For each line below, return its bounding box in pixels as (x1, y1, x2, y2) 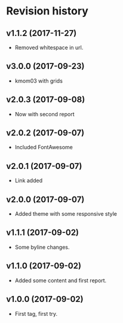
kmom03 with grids (14, 77, 63, 84)
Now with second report (14, 110, 75, 117)
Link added (14, 177, 43, 184)
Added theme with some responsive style (14, 210, 118, 218)
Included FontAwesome (14, 144, 73, 151)
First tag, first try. (14, 310, 58, 317)
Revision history (6, 4, 88, 18)
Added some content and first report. (14, 277, 107, 284)
